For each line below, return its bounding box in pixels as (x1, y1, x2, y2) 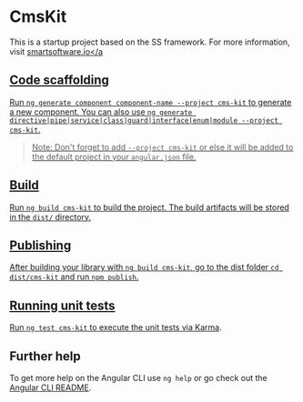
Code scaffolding (9, 73, 109, 88)
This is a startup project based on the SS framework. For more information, (9, 36, 290, 47)
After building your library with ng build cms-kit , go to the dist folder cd (9, 262, 279, 273)
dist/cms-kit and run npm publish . (9, 271, 139, 283)
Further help (9, 348, 82, 364)
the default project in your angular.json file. (31, 151, 197, 162)
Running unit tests (9, 297, 116, 313)
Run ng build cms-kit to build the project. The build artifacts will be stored (9, 202, 289, 213)
